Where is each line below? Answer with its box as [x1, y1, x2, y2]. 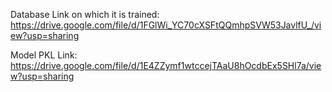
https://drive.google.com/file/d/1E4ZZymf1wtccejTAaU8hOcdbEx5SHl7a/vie [10, 60, 322, 71]
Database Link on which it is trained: [10, 9, 160, 20]
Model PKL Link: [10, 49, 78, 61]
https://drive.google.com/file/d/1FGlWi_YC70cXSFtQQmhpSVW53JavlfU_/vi [10, 19, 322, 31]
